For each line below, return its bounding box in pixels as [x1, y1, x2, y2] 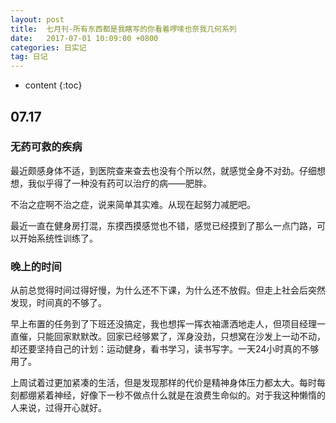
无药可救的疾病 [10, 140, 83, 154]
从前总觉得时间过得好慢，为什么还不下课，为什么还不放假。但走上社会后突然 [10, 284, 326, 296]
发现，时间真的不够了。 [10, 297, 107, 309]
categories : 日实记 [10, 42, 87, 53]
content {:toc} [24, 79, 83, 91]
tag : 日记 [10, 52, 48, 62]
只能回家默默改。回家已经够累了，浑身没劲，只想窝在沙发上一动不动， [36, 331, 326, 343]
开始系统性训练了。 [18, 232, 98, 244]
